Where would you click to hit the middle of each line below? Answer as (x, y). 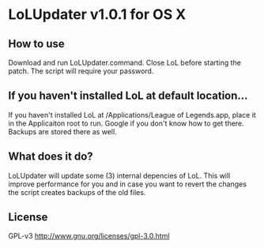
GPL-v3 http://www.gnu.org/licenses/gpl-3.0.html (89, 236)
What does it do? (51, 157)
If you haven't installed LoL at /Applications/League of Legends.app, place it (132, 115)
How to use (36, 44)
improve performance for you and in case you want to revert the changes (128, 184)
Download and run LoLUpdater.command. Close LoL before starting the (124, 62)
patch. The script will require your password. (81, 71)
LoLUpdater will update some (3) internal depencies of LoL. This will (119, 175)
